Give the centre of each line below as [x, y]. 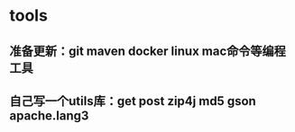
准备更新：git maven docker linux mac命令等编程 [148, 51]
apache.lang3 [49, 115]
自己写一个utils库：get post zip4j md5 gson [133, 101]
